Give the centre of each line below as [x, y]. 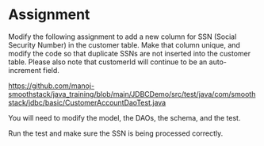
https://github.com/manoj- [52, 86]
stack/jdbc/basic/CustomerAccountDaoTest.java [87, 102]
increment [25, 70]
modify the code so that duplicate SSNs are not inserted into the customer [130, 53]
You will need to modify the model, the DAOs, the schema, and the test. [124, 117]
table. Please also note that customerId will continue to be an [108, 62]
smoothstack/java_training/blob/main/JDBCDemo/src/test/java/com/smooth [132, 94]
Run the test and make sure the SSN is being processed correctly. [116, 133]
